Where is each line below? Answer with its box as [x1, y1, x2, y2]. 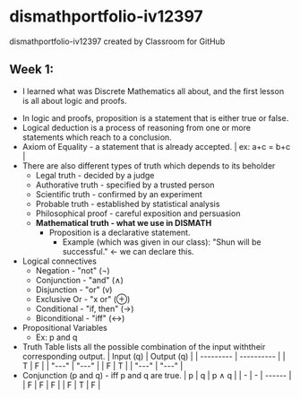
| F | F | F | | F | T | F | [21, 379, 101, 390]
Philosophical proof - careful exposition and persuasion [35, 208, 241, 219]
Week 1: [9, 62, 54, 77]
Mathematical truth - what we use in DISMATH [35, 217, 212, 228]
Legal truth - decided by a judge [35, 169, 155, 180]
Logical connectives [21, 256, 97, 266]
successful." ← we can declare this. [62, 246, 194, 256]
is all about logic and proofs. [21, 95, 127, 106]
